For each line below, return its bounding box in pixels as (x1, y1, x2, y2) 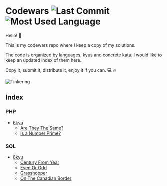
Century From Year (20, 159, 59, 165)
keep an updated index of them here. (5, 57, 82, 63)
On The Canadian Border (20, 175, 72, 181)
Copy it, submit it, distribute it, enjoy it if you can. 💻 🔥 (5, 67, 117, 73)
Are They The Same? (20, 125, 64, 131)
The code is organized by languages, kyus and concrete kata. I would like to (5, 52, 162, 58)
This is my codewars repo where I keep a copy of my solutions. (5, 42, 136, 48)
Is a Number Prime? (20, 130, 61, 136)
